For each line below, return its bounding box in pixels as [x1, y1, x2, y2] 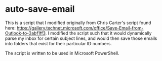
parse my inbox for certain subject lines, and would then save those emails [5, 35, 157, 41]
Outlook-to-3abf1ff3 [5, 30, 46, 36]
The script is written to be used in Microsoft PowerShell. [5, 50, 120, 56]
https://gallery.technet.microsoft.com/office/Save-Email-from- [16, 25, 144, 30]
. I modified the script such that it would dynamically [45, 30, 152, 36]
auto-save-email [5, 3, 75, 15]
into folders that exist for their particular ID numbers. [5, 40, 112, 46]
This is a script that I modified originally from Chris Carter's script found [5, 20, 152, 26]
